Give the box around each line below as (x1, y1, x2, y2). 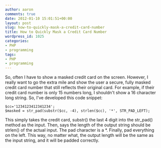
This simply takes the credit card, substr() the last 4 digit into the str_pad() (5, 117, 153, 123)
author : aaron (5, 7, 34, 12)
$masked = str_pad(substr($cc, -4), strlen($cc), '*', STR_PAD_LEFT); (5, 108, 150, 114)
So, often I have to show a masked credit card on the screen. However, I (5, 74, 148, 80)
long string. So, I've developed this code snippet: (5, 95, 103, 101)
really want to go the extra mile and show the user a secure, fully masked (5, 79, 151, 85)
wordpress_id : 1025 (5, 34, 44, 39)
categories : (5, 39, 29, 44)
